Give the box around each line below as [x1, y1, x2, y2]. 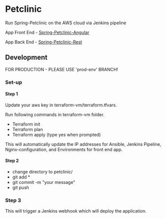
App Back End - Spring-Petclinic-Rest [5, 39, 82, 45]
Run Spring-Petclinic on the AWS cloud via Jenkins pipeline [5, 20, 126, 26]
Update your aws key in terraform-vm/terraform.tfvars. [5, 102, 117, 108]
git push [12, 184, 29, 191]
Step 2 [5, 158, 19, 164]
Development [5, 53, 48, 62]
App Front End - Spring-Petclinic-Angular [5, 29, 90, 35]
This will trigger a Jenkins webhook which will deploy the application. [5, 208, 147, 214]
